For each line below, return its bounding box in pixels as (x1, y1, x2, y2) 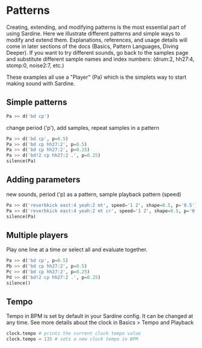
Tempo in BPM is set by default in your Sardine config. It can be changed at (6, 313, 194, 320)
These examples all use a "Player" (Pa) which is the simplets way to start (6, 73, 186, 81)
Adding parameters (6, 175, 81, 185)
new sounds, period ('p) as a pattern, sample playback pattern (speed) (6, 191, 182, 198)
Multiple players (6, 230, 69, 240)
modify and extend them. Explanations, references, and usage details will (6, 36, 188, 43)
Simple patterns (6, 97, 67, 108)
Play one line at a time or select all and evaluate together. (6, 246, 148, 253)
